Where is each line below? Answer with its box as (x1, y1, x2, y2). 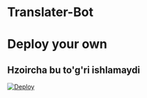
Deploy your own (7, 36, 108, 52)
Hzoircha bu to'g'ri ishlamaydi (7, 64, 141, 76)
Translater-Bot (7, 4, 94, 20)
